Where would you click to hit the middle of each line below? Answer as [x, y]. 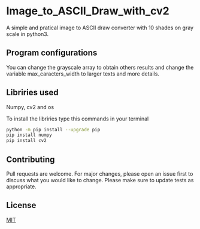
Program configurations [52, 53]
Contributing [31, 159]
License [21, 205]
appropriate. [22, 186]
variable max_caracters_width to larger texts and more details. [83, 74]
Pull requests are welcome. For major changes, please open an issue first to [100, 174]
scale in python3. [28, 34]
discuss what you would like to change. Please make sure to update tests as [100, 180]
